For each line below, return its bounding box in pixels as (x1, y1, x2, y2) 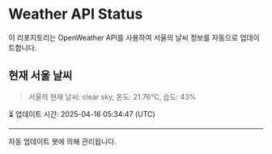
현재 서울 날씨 (8, 69, 73, 83)
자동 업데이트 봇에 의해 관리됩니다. (8, 136, 117, 146)
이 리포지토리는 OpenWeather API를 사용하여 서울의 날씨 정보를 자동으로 (8, 32, 239, 42)
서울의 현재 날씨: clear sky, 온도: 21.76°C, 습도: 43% (28, 92, 197, 101)
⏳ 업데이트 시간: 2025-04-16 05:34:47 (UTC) (8, 109, 155, 118)
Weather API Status (8, 5, 143, 24)
